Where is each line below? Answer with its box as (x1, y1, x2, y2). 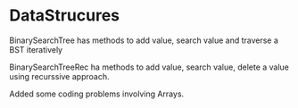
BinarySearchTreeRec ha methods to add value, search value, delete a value (9, 62, 290, 72)
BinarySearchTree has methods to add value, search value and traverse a (9, 35, 279, 46)
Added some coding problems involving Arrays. (9, 88, 185, 99)
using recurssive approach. (9, 71, 110, 81)
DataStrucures (9, 5, 120, 26)
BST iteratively (9, 44, 63, 54)
